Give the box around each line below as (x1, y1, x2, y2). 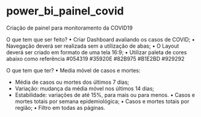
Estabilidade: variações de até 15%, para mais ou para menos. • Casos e (14, 91, 196, 98)
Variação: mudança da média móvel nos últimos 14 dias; (14, 84, 155, 92)
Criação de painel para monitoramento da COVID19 (6, 24, 133, 31)
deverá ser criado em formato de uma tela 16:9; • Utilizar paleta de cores (6, 48, 187, 55)
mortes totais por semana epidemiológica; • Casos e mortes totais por (14, 98, 190, 105)
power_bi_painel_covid (6, 4, 125, 18)
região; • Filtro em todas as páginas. (14, 104, 105, 111)
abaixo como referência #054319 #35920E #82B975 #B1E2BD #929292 (6, 55, 185, 62)
